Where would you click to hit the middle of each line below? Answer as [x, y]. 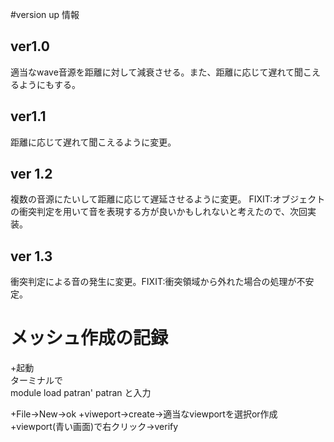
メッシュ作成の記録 [89, 338]
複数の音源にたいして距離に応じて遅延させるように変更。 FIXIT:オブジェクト [168, 199]
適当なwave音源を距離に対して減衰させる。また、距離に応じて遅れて [152, 72]
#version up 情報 [45, 14]
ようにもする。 [49, 84]
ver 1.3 [31, 256]
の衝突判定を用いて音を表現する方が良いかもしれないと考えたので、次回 [159, 212]
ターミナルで [36, 380]
